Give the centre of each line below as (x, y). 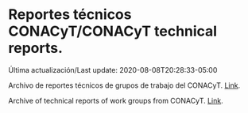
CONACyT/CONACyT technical (112, 31)
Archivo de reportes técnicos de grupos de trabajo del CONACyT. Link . (124, 85)
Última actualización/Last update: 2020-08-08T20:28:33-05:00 (113, 70)
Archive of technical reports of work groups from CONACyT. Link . (116, 100)
